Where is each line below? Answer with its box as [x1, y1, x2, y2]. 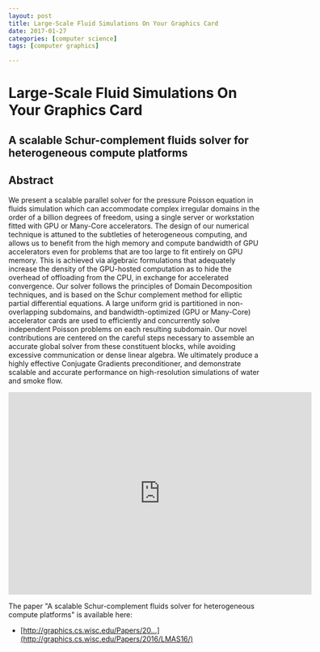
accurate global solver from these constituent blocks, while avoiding [8, 341, 236, 351]
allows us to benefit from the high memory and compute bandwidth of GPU [8, 238, 259, 248]
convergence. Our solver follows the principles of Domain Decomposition [8, 281, 253, 291]
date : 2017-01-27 [8, 27, 67, 35]
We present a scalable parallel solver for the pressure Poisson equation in [8, 195, 254, 205]
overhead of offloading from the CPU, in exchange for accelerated [8, 272, 229, 282]
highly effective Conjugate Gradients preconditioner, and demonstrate [8, 358, 242, 369]
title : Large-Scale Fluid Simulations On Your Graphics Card [8, 19, 219, 28]
